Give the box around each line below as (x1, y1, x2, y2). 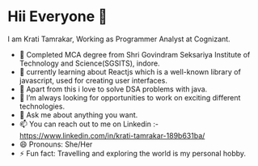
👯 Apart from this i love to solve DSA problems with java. (19, 84, 208, 94)
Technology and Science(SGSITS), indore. (19, 58, 160, 68)
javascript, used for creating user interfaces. (19, 75, 167, 85)
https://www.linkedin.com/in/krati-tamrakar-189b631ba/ (19, 130, 205, 140)
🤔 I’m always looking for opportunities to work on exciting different (19, 92, 241, 102)
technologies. (19, 101, 66, 111)
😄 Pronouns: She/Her (19, 139, 93, 149)
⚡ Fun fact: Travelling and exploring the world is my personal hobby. (19, 148, 247, 158)
